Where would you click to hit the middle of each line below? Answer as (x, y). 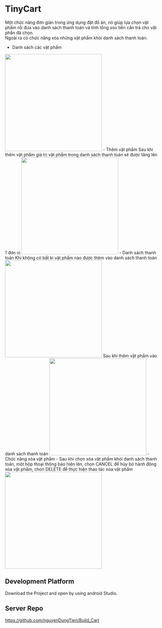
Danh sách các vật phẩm (37, 47)
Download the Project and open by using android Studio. (61, 593)
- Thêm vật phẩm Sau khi (128, 149)
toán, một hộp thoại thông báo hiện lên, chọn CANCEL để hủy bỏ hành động (81, 464)
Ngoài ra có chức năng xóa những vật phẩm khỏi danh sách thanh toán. (76, 38)
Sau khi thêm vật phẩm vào (130, 356)
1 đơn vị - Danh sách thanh (81, 252)
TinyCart (23, 9)
